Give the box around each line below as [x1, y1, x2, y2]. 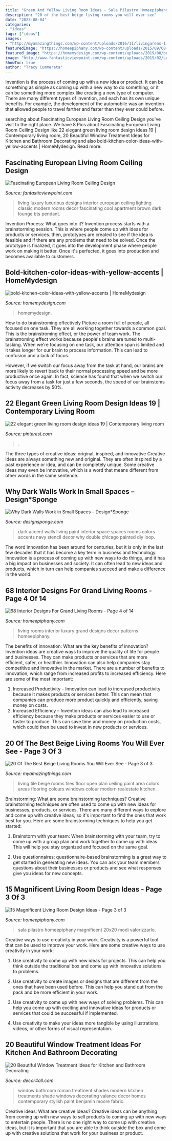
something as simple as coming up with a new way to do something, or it [5, 84, 159, 90]
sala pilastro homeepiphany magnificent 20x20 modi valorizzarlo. [17, 926, 156, 933]
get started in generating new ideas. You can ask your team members [12, 859, 160, 865]
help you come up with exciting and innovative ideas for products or [12, 1004, 156, 1011]
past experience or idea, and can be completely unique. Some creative [5, 461, 155, 468]
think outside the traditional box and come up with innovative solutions [12, 963, 162, 969]
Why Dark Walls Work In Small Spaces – [5, 487, 135, 496]
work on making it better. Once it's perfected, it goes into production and [5, 247, 159, 254]
